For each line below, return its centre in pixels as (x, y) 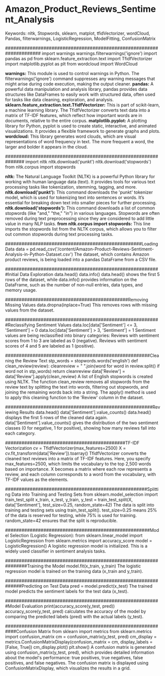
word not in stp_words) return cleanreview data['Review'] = (65, 371)
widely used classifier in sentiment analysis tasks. (56, 551)
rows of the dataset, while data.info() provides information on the (71, 279)
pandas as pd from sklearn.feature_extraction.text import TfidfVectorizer (79, 58)
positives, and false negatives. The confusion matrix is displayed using (77, 663)
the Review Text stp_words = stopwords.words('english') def (77, 360)
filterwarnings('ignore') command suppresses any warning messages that (80, 79)
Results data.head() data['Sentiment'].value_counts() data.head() (85, 412)
